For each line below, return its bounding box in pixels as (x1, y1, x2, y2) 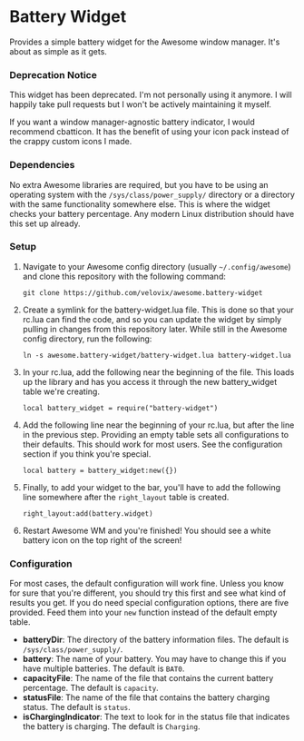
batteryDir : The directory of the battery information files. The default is (22, 634, 289, 646)
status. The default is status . (22, 702, 131, 713)
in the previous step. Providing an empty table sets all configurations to (22, 429, 289, 440)
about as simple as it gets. (9, 45, 107, 56)
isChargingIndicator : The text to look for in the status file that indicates (22, 711, 290, 723)
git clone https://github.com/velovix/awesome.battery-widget (22, 288, 263, 297)
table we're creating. (22, 386, 100, 397)
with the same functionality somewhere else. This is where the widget (9, 198, 270, 210)
